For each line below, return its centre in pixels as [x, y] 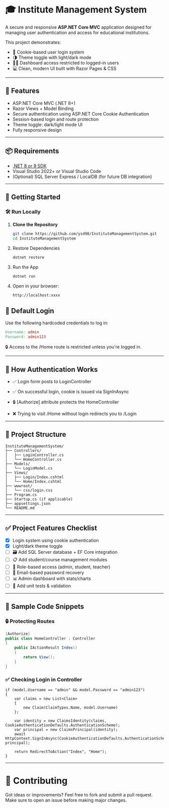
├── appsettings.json [28, 503]
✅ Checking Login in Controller [44, 679]
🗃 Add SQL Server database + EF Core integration [65, 552]
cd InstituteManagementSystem [44, 239]
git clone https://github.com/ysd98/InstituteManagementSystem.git [84, 234]
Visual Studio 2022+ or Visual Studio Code [57, 171]
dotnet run [24, 276]
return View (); [39, 657]
